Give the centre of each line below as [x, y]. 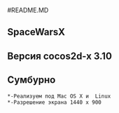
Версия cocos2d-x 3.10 [59, 56]
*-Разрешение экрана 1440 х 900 [54, 102]
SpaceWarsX [36, 32]
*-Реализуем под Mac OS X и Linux [59, 96]
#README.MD [28, 10]
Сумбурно [31, 80]
